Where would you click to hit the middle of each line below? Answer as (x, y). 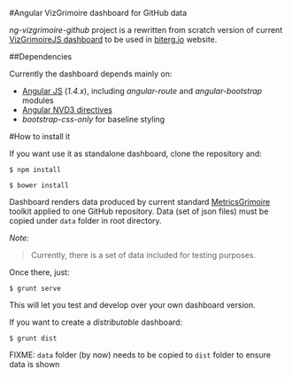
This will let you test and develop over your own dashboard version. (133, 305)
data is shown (35, 364)
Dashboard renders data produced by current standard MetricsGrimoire (140, 202)
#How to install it (40, 136)
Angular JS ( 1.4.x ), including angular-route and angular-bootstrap (142, 91)
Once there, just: (39, 272)
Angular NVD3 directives (67, 110)
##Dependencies (41, 56)
